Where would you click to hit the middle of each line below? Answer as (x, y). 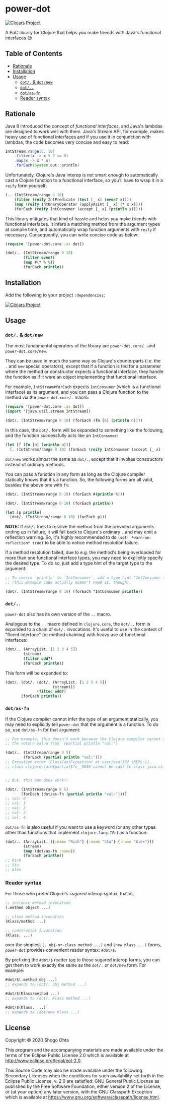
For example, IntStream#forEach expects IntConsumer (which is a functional (83, 387)
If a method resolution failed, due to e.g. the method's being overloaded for (83, 552)
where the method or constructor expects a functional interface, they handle (84, 372)
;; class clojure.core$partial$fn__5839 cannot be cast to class (75, 767)
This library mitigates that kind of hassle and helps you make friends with (81, 219)
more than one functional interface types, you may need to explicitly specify (84, 558)
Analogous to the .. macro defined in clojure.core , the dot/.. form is (78, 624)
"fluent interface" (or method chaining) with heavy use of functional (75, 635)
